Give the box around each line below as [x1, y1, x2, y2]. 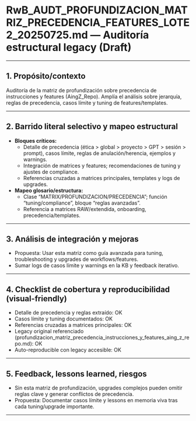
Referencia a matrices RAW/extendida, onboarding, [23, 205, 147, 212]
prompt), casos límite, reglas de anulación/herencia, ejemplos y [23, 150, 176, 157]
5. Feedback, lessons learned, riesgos [6, 369, 147, 379]
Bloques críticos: [14, 137, 57, 144]
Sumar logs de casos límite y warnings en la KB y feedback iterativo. [14, 262, 180, 269]
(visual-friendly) [6, 294, 67, 303]
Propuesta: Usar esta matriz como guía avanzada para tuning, [14, 250, 163, 257]
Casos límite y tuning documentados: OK [14, 315, 113, 322]
